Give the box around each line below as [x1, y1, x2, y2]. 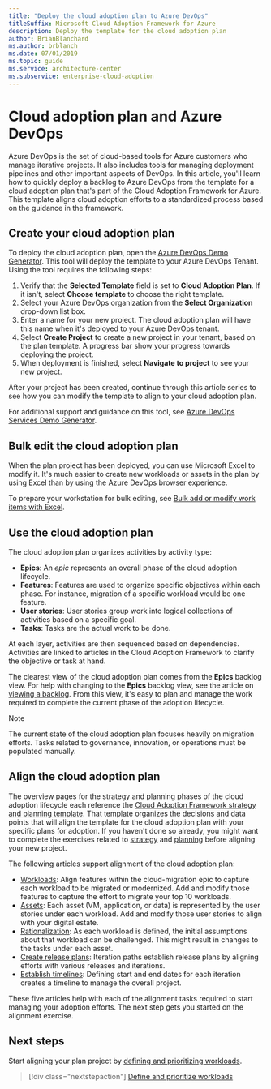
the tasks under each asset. [19, 943, 114, 953]
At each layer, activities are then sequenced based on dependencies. [8, 639, 239, 649]
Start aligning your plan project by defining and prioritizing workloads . [8, 1056, 243, 1065]
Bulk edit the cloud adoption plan [8, 439, 179, 452]
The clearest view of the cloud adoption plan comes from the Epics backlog [8, 672, 262, 681]
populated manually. [8, 747, 76, 756]
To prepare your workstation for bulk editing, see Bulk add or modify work [8, 494, 256, 504]
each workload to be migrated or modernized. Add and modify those [19, 883, 250, 893]
